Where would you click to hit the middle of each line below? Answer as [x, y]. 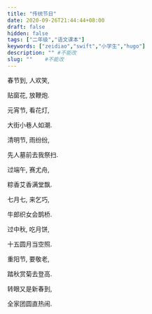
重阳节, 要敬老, [29, 259]
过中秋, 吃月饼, [29, 229]
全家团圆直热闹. [30, 303]
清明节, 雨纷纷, [29, 139]
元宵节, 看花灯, [29, 110]
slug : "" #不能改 [36, 60]
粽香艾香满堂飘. [30, 184]
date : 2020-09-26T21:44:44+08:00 [56, 20]
